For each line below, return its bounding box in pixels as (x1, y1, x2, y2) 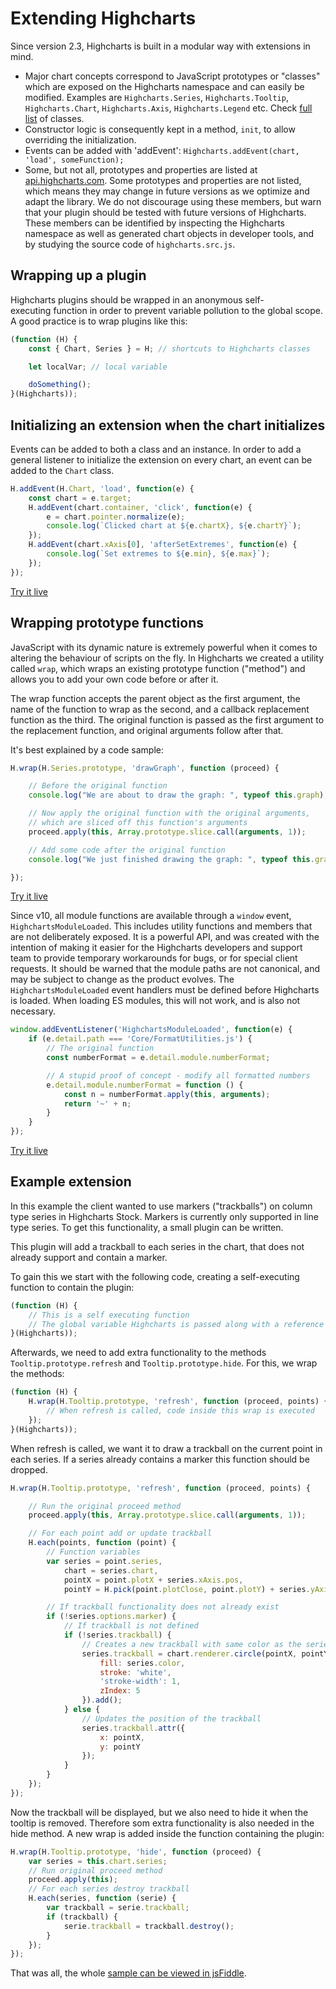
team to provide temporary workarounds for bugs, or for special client (10, 952, 298, 964)
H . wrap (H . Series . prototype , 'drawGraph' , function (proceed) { (10, 763, 280, 773)
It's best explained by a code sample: (10, 743, 164, 756)
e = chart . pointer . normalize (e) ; (46, 512, 186, 522)
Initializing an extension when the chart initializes (10, 417, 326, 434)
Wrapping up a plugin (10, 267, 147, 284)
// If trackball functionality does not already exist (46, 1602, 280, 1612)
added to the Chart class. (10, 464, 115, 476)
